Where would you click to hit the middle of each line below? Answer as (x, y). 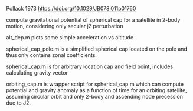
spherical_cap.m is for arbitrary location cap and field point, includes (89, 66)
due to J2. (19, 103)
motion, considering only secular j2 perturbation (65, 26)
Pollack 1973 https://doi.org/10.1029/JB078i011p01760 (71, 9)
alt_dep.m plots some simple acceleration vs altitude (70, 37)
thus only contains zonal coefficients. (52, 55)
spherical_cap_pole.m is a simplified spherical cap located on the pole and (97, 49)
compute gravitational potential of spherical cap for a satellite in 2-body (93, 20)
